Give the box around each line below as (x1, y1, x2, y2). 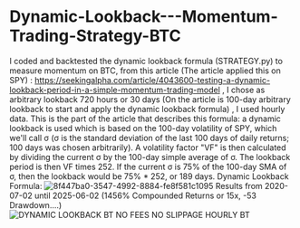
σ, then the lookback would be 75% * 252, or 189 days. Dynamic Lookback (9, 170, 289, 182)
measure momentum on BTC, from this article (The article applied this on (9, 65, 281, 76)
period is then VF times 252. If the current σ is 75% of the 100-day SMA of (9, 161, 287, 172)
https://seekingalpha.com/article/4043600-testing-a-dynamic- (34, 74, 270, 85)
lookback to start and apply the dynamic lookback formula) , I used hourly (9, 103, 285, 114)
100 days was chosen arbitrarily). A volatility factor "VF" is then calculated (9, 142, 287, 153)
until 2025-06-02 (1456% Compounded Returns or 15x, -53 (34, 190, 256, 201)
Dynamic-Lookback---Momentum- (9, 6, 278, 27)
